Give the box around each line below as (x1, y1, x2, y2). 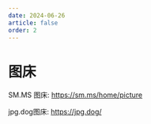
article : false (8, 19, 59, 27)
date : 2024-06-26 (8, 11, 66, 20)
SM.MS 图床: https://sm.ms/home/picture (8, 90, 143, 100)
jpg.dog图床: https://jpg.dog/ (8, 107, 102, 117)
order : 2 (8, 26, 37, 34)
